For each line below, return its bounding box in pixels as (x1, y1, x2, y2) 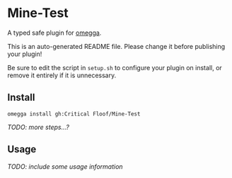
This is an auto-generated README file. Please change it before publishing (7, 42, 226, 50)
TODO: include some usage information (7, 162, 123, 171)
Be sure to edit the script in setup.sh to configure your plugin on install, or (7, 63, 223, 72)
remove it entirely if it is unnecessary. (7, 71, 117, 79)
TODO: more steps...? (7, 123, 69, 131)
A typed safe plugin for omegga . (7, 28, 102, 37)
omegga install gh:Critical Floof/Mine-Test (7, 110, 141, 118)
